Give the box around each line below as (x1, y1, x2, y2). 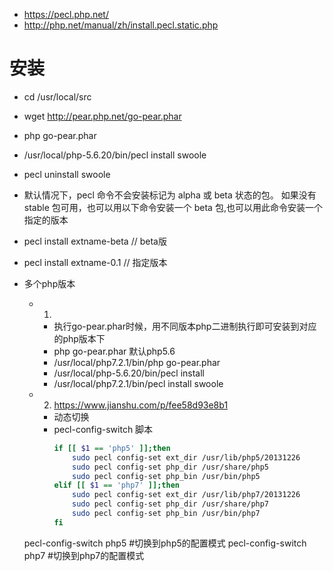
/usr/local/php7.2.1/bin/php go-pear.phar (53, 356, 221, 368)
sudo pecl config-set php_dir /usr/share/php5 (72, 462, 270, 472)
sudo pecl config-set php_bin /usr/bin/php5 (72, 471, 261, 481)
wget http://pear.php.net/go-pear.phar (23, 110, 182, 122)
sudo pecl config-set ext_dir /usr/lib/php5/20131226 (72, 452, 301, 463)
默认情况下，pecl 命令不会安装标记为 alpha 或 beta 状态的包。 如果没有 (23, 189, 317, 201)
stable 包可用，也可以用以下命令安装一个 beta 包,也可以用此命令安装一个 (23, 201, 323, 213)
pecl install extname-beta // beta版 (23, 235, 167, 247)
